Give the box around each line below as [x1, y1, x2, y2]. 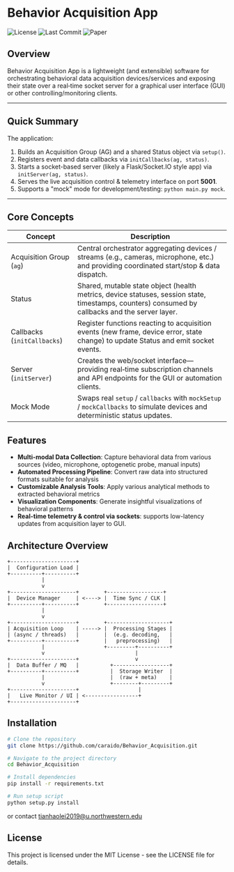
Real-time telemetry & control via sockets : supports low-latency [17, 512, 204, 520]
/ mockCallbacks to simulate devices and [77, 402, 208, 412]
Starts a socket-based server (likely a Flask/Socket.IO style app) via [17, 162, 212, 171]
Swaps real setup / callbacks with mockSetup [77, 394, 221, 403]
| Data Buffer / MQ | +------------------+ [7, 662, 173, 669]
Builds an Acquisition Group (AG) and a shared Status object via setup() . [17, 148, 226, 156]
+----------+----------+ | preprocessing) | [7, 637, 173, 644]
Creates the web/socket [77, 356, 156, 366]
